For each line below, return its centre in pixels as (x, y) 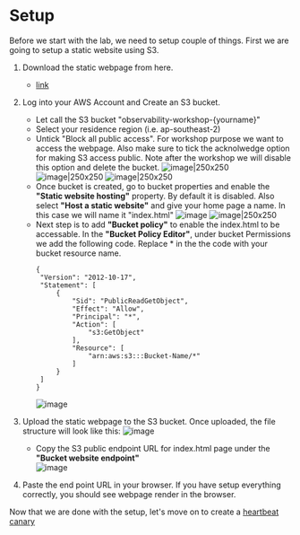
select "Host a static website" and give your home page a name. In (161, 205)
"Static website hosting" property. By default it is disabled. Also (155, 196)
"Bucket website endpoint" (87, 458)
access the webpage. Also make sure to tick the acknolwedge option (163, 148)
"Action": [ (94, 324)
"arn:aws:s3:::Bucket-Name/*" (145, 355)
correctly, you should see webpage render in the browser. (129, 494)
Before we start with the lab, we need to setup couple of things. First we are (149, 40)
